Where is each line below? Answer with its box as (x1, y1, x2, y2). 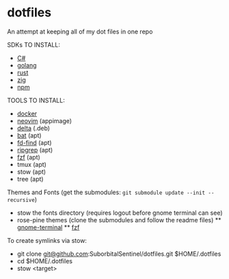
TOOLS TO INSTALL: (7, 96, 65, 104)
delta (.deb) (16, 124, 50, 132)
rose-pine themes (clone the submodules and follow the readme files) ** (16, 215, 221, 224)
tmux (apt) (16, 160, 46, 168)
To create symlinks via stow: (7, 236, 87, 244)
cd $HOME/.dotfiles (16, 256, 73, 265)
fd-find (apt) (16, 138, 53, 146)
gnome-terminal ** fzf (16, 223, 80, 231)
